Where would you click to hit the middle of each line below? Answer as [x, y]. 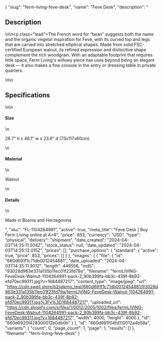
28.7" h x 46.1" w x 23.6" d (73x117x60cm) [47, 138]
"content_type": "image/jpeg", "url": [112, 281]
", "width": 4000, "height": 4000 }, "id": [111, 318]
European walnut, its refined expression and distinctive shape [84, 50]
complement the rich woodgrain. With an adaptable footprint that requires [79, 55]
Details [12, 200]
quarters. [14, 70]
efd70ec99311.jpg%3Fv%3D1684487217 [46, 302]
